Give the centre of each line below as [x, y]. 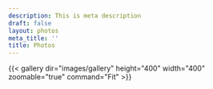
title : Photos [32, 46]
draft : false [30, 23]
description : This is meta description [75, 16]
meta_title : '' [34, 38]
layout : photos [34, 30]
